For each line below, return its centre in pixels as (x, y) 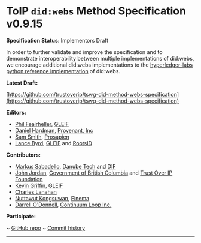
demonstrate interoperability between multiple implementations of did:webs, (100, 58)
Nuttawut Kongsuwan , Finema (52, 198)
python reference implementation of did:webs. (63, 71)
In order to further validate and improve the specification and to (84, 52)
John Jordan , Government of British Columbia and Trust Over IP (94, 173)
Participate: (21, 216)
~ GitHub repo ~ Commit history (46, 228)
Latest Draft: (22, 83)
